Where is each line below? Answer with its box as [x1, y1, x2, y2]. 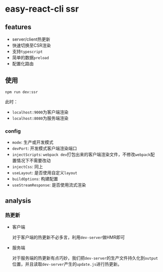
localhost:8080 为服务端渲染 [12, 115, 69, 121]
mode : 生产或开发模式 [12, 139, 54, 145]
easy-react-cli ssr [5, 3, 79, 15]
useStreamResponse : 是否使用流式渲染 [12, 182, 86, 188]
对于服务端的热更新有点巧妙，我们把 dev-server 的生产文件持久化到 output [12, 255, 158, 261]
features [5, 23, 32, 31]
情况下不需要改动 [16, 157, 51, 164]
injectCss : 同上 [12, 164, 43, 170]
